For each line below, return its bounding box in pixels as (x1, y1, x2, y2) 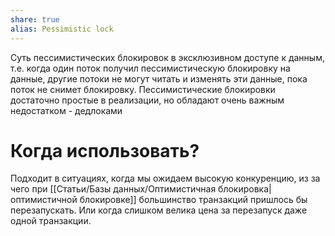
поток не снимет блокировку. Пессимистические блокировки (10, 83, 276, 95)
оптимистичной (10, 194, 78, 206)
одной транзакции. (10, 215, 92, 227)
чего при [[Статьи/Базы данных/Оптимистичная (10, 183, 217, 195)
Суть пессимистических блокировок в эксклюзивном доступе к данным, (10, 51, 325, 63)
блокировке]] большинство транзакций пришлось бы (79, 194, 308, 206)
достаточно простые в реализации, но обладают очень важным (10, 94, 285, 106)
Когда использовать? (10, 139, 200, 162)
